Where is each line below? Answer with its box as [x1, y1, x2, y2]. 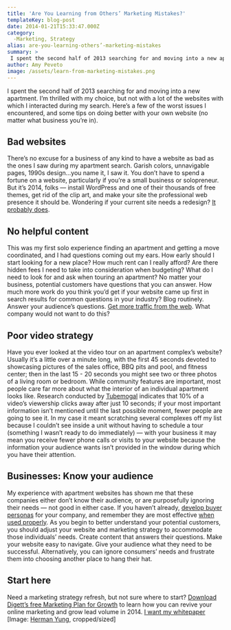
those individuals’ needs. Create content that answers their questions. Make [7, 532, 223, 541]
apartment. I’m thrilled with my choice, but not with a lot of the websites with [7, 94, 224, 102]
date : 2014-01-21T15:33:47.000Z [7, 23, 100, 30]
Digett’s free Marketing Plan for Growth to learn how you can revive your [7, 600, 212, 609]
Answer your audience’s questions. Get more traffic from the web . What [7, 303, 211, 311]
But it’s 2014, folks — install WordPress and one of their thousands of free [7, 183, 216, 192]
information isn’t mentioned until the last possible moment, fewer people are [7, 406, 223, 414]
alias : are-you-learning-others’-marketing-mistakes [7, 42, 162, 49]
